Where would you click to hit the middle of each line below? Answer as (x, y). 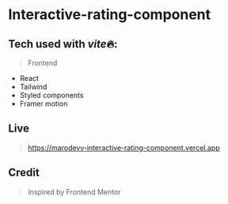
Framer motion (44, 104)
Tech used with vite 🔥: (63, 44)
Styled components (51, 95)
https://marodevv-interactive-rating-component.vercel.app (123, 148)
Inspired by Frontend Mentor (74, 191)
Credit (24, 173)
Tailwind (33, 87)
